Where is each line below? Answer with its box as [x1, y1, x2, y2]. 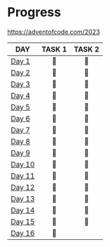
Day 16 [11, 228, 35, 238]
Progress [7, 4, 62, 20]
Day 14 [11, 205, 35, 215]
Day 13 [11, 193, 35, 203]
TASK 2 [73, 44, 99, 54]
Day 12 [11, 182, 35, 192]
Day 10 [11, 159, 35, 169]
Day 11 [11, 171, 35, 181]
